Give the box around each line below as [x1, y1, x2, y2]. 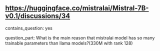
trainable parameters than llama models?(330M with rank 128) [5, 40, 133, 46]
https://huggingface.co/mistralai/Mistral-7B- [5, 4, 149, 12]
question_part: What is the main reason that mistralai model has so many [5, 34, 155, 40]
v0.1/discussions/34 [5, 12, 70, 20]
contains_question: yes [5, 25, 52, 31]
